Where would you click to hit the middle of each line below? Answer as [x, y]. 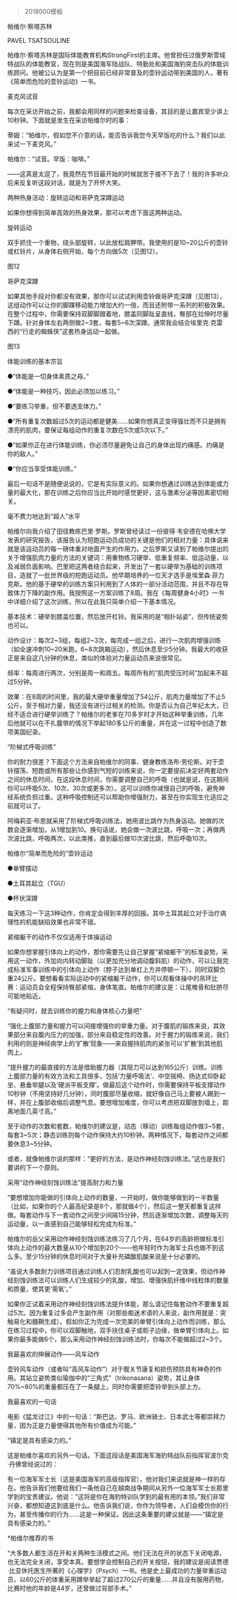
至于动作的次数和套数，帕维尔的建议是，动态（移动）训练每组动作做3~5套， [118, 1127]
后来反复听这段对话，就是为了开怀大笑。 [66, 183]
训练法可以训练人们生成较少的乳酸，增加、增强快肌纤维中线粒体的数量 [127, 1280]
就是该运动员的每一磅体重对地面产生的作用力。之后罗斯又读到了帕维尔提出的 [118, 549]
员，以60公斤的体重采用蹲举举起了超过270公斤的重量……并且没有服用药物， [117, 1579]
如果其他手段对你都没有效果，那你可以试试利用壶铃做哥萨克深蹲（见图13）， [117, 296]
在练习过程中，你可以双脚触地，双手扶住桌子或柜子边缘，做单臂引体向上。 [115, 1331]
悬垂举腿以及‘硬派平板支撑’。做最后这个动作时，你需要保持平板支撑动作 [123, 1085]
